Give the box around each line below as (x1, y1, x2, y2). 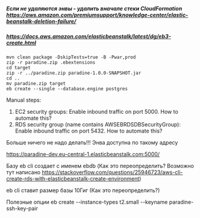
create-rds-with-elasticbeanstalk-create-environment (6, 175, 140, 182)
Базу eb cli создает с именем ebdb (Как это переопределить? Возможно (6, 163, 195, 170)
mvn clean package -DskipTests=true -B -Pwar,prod (6, 54, 136, 60)
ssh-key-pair (6, 205, 38, 212)
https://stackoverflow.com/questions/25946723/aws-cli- (42, 169, 183, 176)
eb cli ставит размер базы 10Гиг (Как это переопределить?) (6, 187, 160, 194)
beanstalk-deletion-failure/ (6, 17, 77, 25)
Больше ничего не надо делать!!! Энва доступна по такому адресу (6, 139, 178, 146)
